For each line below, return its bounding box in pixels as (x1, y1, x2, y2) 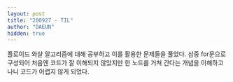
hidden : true (7, 29, 45, 37)
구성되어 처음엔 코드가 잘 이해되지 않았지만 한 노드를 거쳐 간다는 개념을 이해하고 (7, 59, 224, 67)
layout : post (7, 10, 45, 18)
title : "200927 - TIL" (7, 17, 73, 24)
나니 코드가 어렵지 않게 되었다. (7, 67, 90, 76)
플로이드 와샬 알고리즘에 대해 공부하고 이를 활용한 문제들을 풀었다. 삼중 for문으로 (7, 50, 226, 58)
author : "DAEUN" (7, 23, 55, 30)
